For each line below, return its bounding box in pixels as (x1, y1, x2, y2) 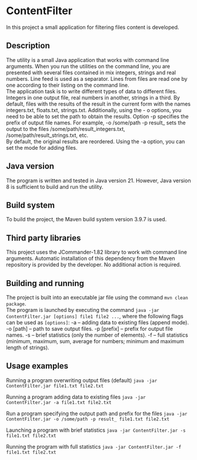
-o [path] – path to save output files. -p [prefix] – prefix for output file (6, 326, 173, 332)
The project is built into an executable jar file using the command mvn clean (6, 294, 188, 301)
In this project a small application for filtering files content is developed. (6, 24, 179, 31)
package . (6, 300, 26, 307)
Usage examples (6, 361, 69, 371)
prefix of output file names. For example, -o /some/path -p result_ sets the (6, 119, 186, 126)
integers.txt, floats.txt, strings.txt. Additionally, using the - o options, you (6, 106, 182, 113)
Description (6, 41, 50, 51)
